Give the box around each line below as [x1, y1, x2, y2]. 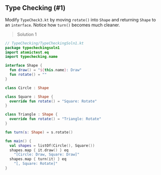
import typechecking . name [5, 54, 58, 59]
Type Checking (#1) [5, 4, 66, 12]
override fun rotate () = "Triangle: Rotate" [9, 117, 101, 122]
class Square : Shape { [5, 94, 54, 99]
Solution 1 [17, 31, 37, 37]
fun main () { [5, 139, 32, 143]
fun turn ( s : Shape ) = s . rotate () [5, 130, 73, 135]
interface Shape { [5, 63, 42, 68]
